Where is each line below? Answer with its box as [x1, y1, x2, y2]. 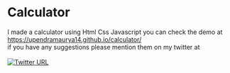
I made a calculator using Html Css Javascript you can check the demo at [7, 28, 223, 36]
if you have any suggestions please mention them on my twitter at [7, 43, 200, 51]
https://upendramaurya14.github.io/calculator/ [7, 35, 142, 43]
